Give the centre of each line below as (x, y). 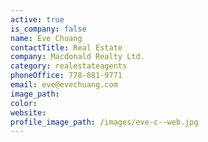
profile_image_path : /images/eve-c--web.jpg (104, 122)
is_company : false (48, 29)
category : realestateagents (69, 66)
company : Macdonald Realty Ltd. (77, 57)
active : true (37, 19)
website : (28, 112)
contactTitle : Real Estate (66, 47)
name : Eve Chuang (46, 38)
